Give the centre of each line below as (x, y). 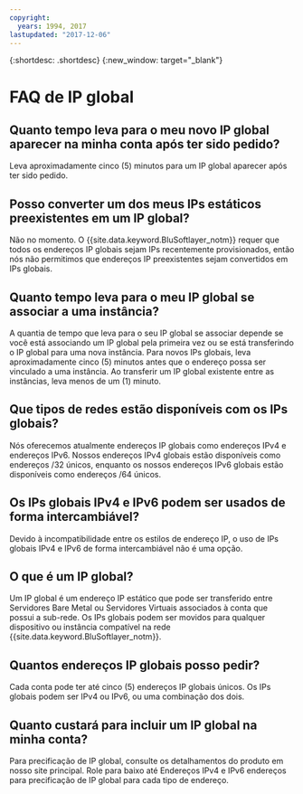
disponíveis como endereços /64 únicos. (85, 474)
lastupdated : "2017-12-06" (60, 34)
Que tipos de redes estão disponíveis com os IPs (148, 409)
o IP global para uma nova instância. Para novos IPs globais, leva (130, 352)
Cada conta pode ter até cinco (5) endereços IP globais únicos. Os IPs (140, 687)
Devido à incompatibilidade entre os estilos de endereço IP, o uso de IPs (144, 538)
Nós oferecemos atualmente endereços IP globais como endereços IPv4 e (148, 445)
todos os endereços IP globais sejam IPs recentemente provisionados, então (152, 250)
